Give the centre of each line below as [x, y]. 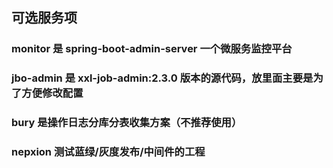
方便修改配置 [52, 93]
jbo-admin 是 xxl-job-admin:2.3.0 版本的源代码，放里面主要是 [162, 78]
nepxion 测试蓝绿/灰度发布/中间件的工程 [108, 152]
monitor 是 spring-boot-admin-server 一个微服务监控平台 [152, 49]
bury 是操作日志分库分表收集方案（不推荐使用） [127, 123]
